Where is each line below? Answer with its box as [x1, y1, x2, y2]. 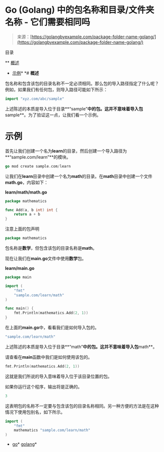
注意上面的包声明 [5, 226, 40, 232]
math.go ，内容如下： [5, 179, 48, 185]
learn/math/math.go [5, 189, 47, 195]
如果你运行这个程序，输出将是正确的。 [5, 384, 82, 389]
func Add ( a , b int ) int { [5, 207, 58, 213]
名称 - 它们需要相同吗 [5, 17, 90, 28]
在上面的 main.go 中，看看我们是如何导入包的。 [5, 324, 99, 330]
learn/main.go [5, 265, 35, 271]
